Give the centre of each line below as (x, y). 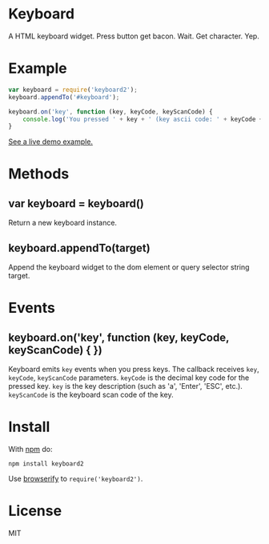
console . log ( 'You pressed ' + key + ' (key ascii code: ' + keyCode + (143, 119)
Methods (39, 174)
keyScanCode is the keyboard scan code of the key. (91, 395)
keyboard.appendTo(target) (79, 248)
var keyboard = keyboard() (76, 204)
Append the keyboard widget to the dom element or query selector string (129, 267)
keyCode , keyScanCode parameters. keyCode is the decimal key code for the (129, 378)
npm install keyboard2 (46, 464)
